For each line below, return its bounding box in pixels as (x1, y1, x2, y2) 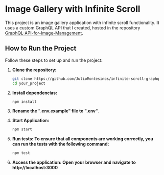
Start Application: (12, 118, 49, 124)
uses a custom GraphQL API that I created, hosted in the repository (5, 25, 141, 30)
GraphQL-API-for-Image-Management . (5, 30, 83, 36)
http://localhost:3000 (12, 165, 58, 171)
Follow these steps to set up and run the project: (5, 57, 103, 63)
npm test (12, 150, 30, 155)
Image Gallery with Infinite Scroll (5, 3, 141, 15)
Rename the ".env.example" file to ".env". (12, 108, 99, 114)
